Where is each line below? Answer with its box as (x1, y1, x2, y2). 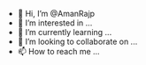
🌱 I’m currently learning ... (17, 27, 112, 37)
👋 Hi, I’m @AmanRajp (17, 9, 96, 18)
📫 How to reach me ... (17, 47, 100, 56)
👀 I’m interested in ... (17, 18, 93, 28)
